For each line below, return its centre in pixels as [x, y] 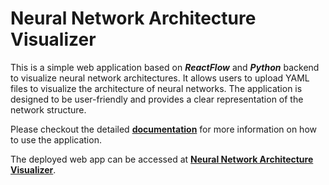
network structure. [48, 109]
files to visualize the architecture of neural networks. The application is [156, 88]
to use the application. [56, 139]
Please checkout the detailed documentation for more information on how [163, 129]
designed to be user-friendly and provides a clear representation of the [157, 99]
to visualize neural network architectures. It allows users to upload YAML [160, 78]
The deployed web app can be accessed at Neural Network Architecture [162, 159]
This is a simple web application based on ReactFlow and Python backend [165, 67]
